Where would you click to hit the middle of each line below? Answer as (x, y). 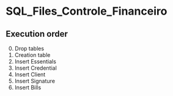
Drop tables (29, 48)
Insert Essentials (35, 61)
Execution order (37, 34)
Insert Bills (28, 87)
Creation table (32, 55)
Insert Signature (35, 81)
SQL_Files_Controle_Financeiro (86, 11)
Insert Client (30, 74)
